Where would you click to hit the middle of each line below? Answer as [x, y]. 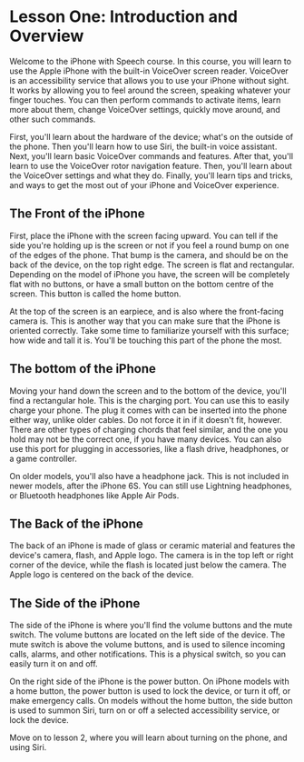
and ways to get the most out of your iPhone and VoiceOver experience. [144, 185]
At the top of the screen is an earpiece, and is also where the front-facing [147, 311]
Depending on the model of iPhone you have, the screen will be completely [150, 274]
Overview [47, 36]
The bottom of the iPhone [83, 369]
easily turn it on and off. [54, 664]
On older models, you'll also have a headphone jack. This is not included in [149, 476]
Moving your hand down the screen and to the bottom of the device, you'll [148, 391]
